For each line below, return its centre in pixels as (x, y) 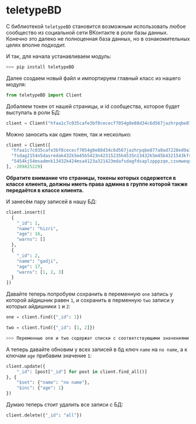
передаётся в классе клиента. (45, 190)
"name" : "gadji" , (38, 261)
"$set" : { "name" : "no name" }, (53, 383)
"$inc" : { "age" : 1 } (40, 388)
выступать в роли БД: (34, 112)
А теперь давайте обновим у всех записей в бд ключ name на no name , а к (97, 349)
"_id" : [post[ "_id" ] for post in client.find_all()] (82, 371)
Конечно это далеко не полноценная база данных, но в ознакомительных (98, 39)
